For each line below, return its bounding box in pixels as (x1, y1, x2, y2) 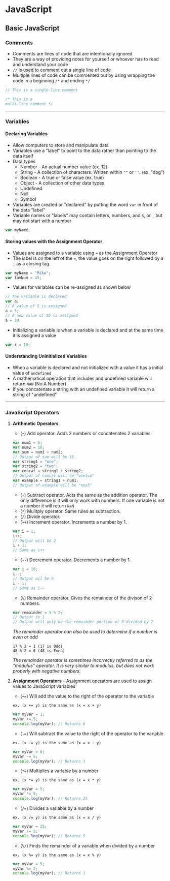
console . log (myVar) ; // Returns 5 (12, 833, 86, 838)
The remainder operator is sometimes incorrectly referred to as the (12, 657, 153, 663)
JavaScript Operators (5, 409, 59, 416)
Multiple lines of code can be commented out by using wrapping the (12, 72, 155, 78)
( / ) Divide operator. (20, 513, 61, 520)
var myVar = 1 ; (12, 712, 45, 717)
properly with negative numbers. (12, 668, 81, 674)
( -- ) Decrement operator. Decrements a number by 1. (20, 557, 131, 563)
